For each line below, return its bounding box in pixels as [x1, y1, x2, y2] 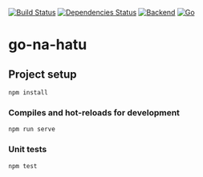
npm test [8, 162, 38, 170]
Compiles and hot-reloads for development [8, 107, 181, 118]
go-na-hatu [8, 36, 87, 54]
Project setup [8, 67, 78, 81]
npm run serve [8, 125, 56, 134]
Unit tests [8, 144, 47, 155]
